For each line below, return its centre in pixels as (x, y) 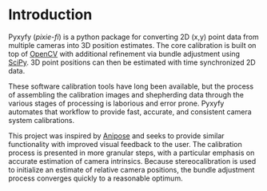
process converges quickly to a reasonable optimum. (96, 178)
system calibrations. (41, 120)
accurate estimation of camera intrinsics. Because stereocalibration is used (132, 161)
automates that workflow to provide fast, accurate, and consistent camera (130, 111)
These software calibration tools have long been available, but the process (131, 86)
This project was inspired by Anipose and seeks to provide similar (117, 135)
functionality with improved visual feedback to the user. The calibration (125, 144)
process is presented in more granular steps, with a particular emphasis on (132, 153)
